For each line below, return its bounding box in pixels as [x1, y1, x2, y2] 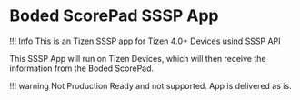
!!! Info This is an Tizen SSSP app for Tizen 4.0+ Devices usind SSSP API [9, 35, 281, 46]
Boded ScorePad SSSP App [9, 5, 219, 26]
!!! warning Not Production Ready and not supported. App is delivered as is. [9, 80, 293, 91]
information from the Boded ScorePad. [9, 63, 155, 74]
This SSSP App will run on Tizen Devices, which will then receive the [9, 53, 266, 64]
